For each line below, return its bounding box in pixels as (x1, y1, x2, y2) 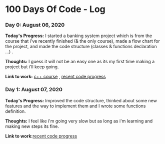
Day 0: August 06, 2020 (5, 22, 65, 29)
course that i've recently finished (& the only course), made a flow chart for (5, 38, 160, 44)
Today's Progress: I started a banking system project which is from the (5, 33, 152, 39)
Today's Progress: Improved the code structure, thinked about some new (5, 97, 157, 103)
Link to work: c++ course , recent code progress (5, 74, 106, 80)
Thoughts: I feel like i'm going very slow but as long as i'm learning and (5, 118, 153, 124)
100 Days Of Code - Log (5, 4, 106, 15)
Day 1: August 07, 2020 (5, 86, 62, 93)
